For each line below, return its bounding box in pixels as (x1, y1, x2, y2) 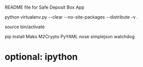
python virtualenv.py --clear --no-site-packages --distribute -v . (5, 14, 138, 20)
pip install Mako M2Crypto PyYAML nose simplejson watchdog (5, 34, 135, 39)
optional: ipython (5, 51, 78, 62)
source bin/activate (5, 24, 45, 30)
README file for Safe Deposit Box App (5, 5, 85, 10)
